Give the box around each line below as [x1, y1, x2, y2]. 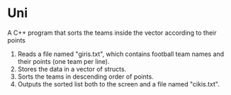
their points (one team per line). [17, 57, 110, 65]
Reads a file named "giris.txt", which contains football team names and [17, 50, 225, 58]
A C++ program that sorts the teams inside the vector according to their [7, 28, 218, 37]
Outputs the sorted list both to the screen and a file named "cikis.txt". [17, 79, 220, 88]
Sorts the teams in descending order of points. [17, 72, 154, 81]
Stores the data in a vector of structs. [17, 65, 127, 73]
